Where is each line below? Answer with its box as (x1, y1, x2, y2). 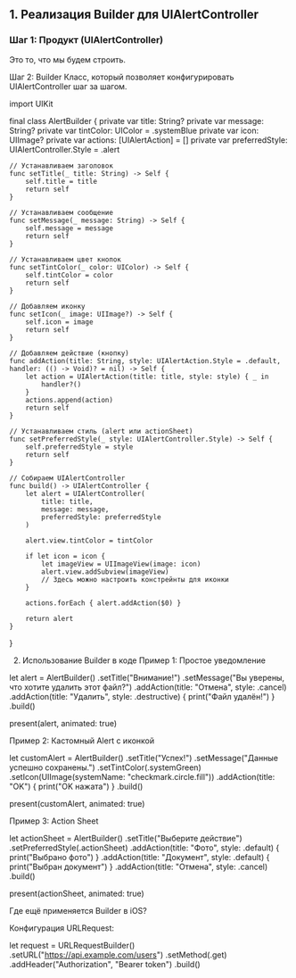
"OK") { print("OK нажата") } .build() (9, 781, 144, 792)
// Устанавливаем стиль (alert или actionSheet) (9, 427, 193, 435)
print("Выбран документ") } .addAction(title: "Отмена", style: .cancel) (9, 861, 268, 872)
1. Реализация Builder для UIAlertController (9, 7, 259, 22)
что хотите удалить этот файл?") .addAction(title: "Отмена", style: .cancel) (9, 682, 287, 692)
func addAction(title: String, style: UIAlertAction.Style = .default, (9, 356, 281, 365)
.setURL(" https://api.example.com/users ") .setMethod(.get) (9, 949, 227, 960)
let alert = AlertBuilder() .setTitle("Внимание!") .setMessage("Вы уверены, (9, 672, 285, 683)
